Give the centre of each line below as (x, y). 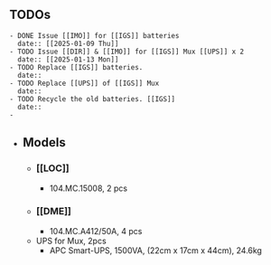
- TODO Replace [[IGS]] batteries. (76, 67)
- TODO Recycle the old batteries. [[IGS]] (93, 99)
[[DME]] (54, 212)
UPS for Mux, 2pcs (71, 241)
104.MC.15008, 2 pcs (89, 188)
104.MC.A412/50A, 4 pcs (96, 231)
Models (44, 142)
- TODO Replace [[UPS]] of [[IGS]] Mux (84, 83)
